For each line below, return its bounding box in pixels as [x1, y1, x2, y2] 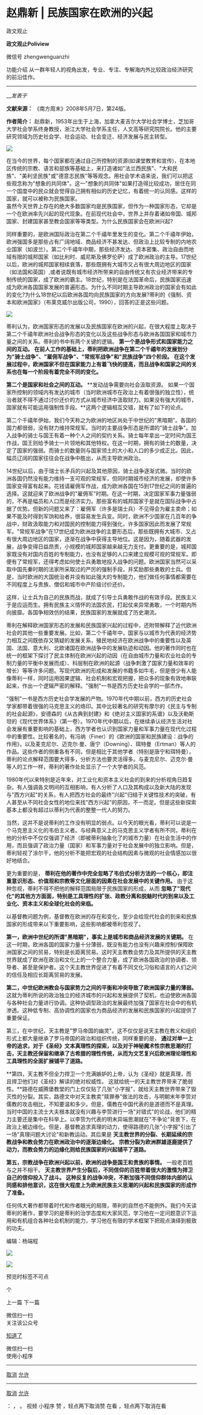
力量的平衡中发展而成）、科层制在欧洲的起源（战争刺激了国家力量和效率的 [11, 659, 195, 666]
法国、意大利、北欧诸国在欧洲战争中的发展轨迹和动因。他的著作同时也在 [16, 644, 197, 651]
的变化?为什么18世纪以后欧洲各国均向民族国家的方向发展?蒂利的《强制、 [6, 291, 187, 298]
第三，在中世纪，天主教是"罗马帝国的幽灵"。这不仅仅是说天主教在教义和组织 [6, 1027, 197, 1034]
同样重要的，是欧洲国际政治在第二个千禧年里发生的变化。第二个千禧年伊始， [6, 230, 197, 237]
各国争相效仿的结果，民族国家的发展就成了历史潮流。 [27, 608, 160, 616]
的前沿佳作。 [6, 73, 38, 80]
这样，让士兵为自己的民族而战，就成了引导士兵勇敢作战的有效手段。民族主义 [6, 593, 197, 600]
